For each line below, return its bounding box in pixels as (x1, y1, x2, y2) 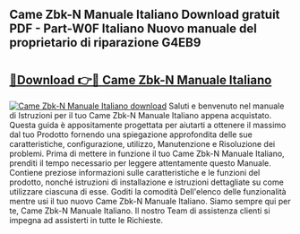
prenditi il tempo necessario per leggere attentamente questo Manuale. (9, 158, 271, 169)
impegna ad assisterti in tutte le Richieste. (9, 215, 164, 225)
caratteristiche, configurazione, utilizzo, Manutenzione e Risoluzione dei (9, 139, 276, 149)
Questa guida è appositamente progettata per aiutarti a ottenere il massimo (9, 120, 287, 130)
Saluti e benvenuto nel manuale (168, 100, 285, 111)
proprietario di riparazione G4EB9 (9, 35, 201, 50)
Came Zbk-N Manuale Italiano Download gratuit (9, 7, 280, 22)
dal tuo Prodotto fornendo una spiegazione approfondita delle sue (9, 129, 253, 140)
